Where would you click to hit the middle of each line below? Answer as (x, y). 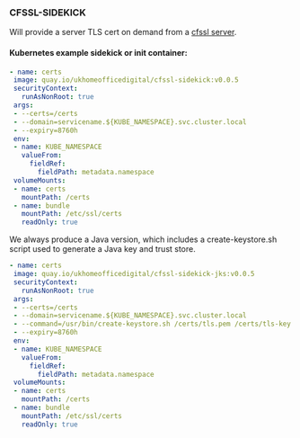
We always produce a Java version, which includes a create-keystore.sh (143, 239)
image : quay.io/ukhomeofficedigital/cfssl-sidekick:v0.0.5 (126, 80)
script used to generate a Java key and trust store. (102, 249)
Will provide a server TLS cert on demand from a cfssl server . (123, 32)
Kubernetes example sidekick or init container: (98, 52)
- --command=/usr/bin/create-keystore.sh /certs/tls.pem (122, 324)
